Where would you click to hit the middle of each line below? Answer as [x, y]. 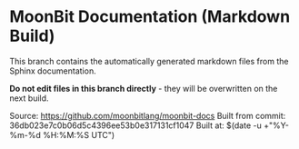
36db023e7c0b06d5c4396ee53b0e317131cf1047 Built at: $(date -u [135, 125]
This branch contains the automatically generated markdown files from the [149, 61]
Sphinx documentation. [53, 71]
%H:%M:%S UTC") [79, 134]
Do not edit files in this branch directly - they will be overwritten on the [144, 88]
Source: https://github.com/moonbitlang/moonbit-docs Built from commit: [148, 115]
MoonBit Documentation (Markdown [150, 17]
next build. [29, 98]
